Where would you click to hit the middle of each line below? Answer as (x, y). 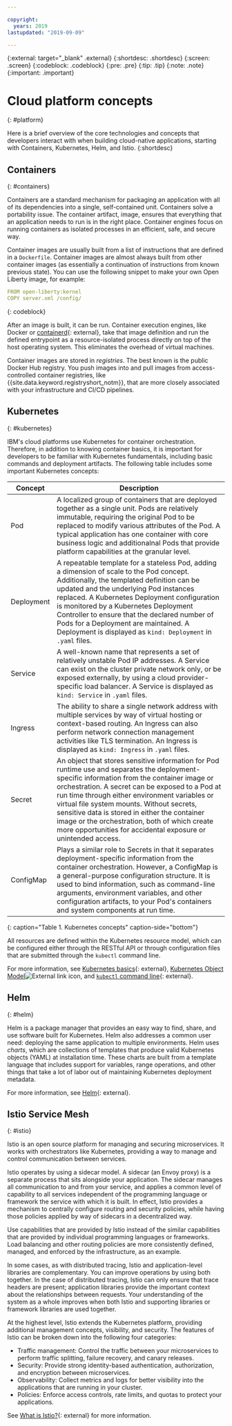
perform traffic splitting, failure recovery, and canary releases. (106, 1358)
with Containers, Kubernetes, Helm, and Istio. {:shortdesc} (90, 148)
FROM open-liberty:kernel (44, 292)
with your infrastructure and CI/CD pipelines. (71, 390)
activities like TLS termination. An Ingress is (127, 740)
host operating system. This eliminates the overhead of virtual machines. (111, 347)
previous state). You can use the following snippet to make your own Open (113, 272)
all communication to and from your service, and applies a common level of (114, 1187)
